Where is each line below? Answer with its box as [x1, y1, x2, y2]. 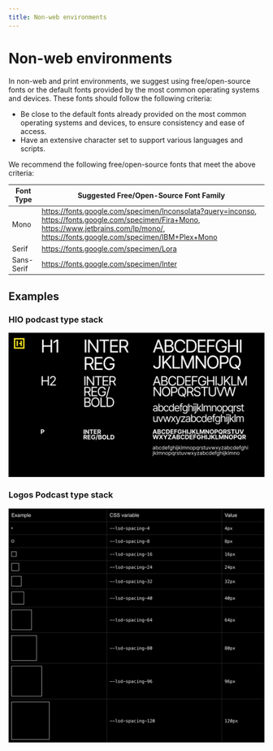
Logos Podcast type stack [8, 489, 114, 501]
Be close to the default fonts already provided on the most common [19, 109, 247, 119]
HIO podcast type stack [8, 314, 104, 325]
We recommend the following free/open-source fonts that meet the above [8, 159, 256, 169]
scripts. [19, 143, 46, 154]
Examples [8, 289, 59, 303]
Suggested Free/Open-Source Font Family [77, 190, 226, 200]
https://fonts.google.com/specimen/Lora [41, 244, 177, 254]
